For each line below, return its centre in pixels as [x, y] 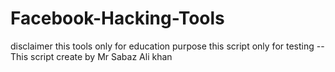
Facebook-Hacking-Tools [117, 18]
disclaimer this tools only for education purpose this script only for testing [162, 46]
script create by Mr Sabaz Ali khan [101, 56]
